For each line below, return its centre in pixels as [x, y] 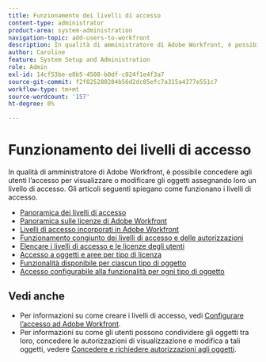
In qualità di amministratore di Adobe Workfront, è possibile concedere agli [130, 172]
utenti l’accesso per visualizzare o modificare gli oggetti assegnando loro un [132, 181]
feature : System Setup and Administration [79, 60]
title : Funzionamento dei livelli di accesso [84, 15]
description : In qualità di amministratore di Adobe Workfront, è [120, 45]
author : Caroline [37, 52]
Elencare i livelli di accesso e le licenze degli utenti [102, 246]
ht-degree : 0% [32, 104]
